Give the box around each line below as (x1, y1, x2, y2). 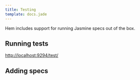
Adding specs (5, 67, 48, 75)
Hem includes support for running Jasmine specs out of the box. (5, 25, 136, 31)
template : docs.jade (5, 12, 47, 17)
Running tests (5, 39, 49, 48)
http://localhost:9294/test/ (5, 53, 59, 58)
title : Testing (5, 7, 36, 12)
